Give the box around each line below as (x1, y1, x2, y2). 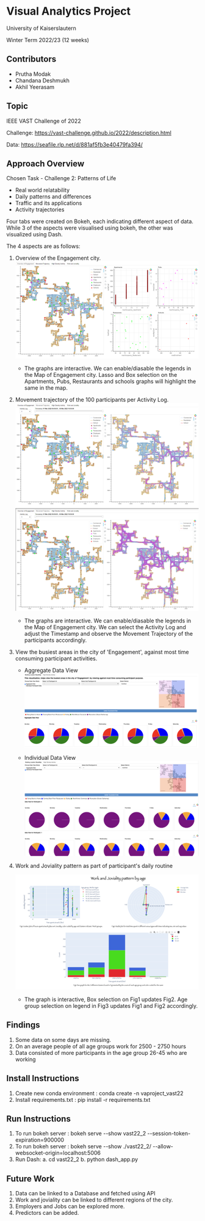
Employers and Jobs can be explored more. (15, 1203, 125, 1210)
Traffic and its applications (15, 200, 82, 207)
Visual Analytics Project (6, 4, 131, 18)
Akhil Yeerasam (15, 83, 55, 90)
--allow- (152, 1143, 174, 1150)
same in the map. (24, 384, 68, 392)
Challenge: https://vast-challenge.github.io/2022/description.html (6, 129, 172, 136)
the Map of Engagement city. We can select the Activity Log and (24, 624, 186, 631)
